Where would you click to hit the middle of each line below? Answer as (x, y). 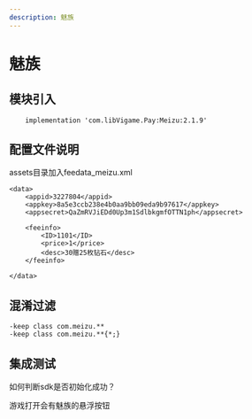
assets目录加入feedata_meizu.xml (71, 173)
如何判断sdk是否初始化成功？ (62, 387)
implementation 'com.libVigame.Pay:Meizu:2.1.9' (116, 120)
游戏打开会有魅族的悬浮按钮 (60, 406)
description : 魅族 (42, 17)
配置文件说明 (44, 150)
